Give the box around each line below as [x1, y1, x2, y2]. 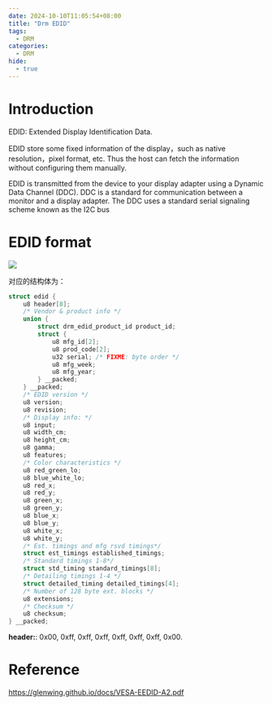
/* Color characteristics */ [23, 459, 122, 467]
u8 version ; [23, 398, 63, 407]
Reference [8, 660, 80, 679]
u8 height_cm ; [23, 436, 71, 444]
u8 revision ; [23, 406, 67, 414]
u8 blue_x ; [23, 511, 60, 520]
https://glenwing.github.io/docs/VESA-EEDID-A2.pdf [8, 688, 184, 698]
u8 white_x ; [23, 526, 63, 535]
